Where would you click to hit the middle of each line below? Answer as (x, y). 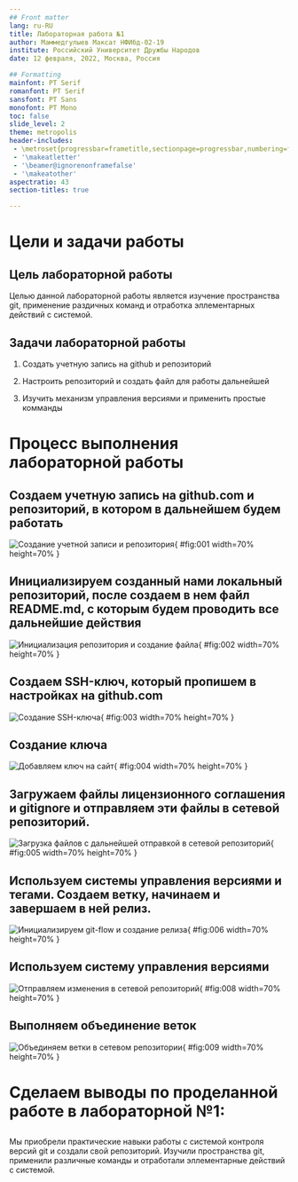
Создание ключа (59, 745)
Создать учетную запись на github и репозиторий (117, 364)
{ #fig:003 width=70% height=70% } (168, 717)
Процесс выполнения (94, 444)
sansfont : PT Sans (43, 99)
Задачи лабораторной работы (98, 343)
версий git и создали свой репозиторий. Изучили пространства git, (137, 1151)
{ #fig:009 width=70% (223, 1047)
